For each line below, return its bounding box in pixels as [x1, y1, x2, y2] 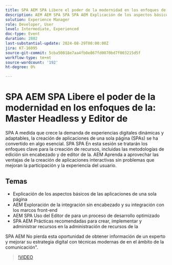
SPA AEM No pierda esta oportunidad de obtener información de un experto [5, 233, 165, 239]
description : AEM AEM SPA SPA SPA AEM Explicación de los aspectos [5, 12, 153, 17]
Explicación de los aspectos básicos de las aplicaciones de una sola [12, 190, 157, 197]
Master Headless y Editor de [5, 113, 128, 124]
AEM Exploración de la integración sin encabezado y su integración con [12, 202, 165, 208]
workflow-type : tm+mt [5, 55, 52, 60]
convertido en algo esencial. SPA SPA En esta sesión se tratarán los [5, 141, 148, 147]
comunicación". [5, 244, 38, 250]
